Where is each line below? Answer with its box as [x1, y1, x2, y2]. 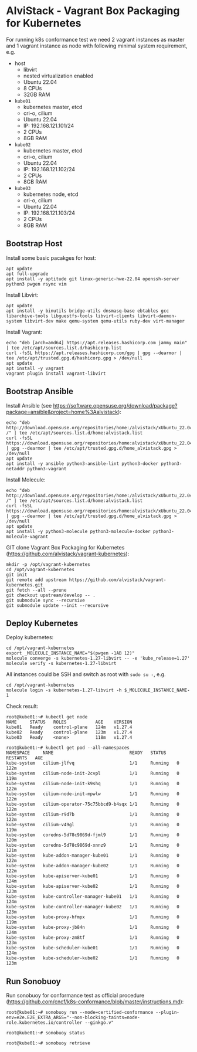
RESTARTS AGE [6, 755, 43, 761]
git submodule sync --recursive [6, 597, 85, 603]
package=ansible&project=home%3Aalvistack [6, 408, 118, 415]
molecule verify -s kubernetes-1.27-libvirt [6, 661, 117, 667]
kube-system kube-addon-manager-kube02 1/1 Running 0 [6, 863, 180, 869]
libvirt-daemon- [137, 313, 177, 319]
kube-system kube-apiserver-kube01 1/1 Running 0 [6, 873, 180, 879]
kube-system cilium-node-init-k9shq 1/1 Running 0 [6, 781, 180, 787]
